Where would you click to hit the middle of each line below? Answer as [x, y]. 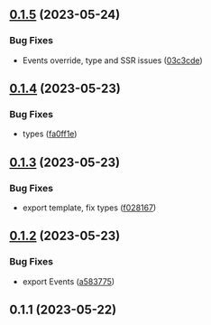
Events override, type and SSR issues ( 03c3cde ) [112, 60]
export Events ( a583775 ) [69, 281]
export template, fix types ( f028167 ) [89, 208]
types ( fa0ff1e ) [50, 134]
